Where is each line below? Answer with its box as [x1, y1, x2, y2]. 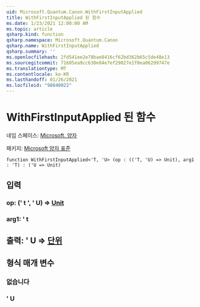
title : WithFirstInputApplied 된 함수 [6, 15, 101, 21]
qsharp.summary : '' [6, 49, 56, 55]
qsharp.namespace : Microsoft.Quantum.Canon [6, 37, 119, 43]
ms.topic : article [6, 26, 53, 32]
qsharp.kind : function [6, 32, 64, 38]
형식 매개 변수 [6, 258, 55, 268]
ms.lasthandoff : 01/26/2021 [6, 77, 78, 83]
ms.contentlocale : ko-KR [6, 71, 69, 77]
